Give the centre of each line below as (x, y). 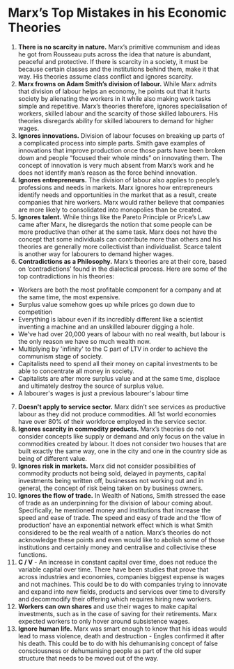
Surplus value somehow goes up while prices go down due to (107, 304)
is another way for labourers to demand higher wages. (96, 254)
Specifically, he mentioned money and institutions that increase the (114, 510)
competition (35, 312)
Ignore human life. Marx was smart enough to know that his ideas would (122, 629)
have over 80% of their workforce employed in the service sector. (112, 421)
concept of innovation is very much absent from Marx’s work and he (116, 165)
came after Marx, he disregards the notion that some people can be (115, 224)
